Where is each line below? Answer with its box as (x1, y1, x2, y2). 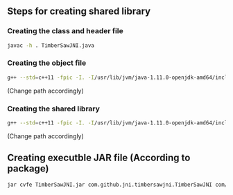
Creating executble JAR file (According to (7, 152, 191, 164)
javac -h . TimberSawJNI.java (7, 41, 95, 49)
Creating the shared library (7, 104, 101, 113)
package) (7, 162, 49, 175)
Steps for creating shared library (7, 6, 151, 17)
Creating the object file (7, 58, 87, 68)
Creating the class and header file (7, 26, 123, 36)
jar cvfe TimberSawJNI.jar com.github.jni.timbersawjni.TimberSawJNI (7, 181, 213, 188)
